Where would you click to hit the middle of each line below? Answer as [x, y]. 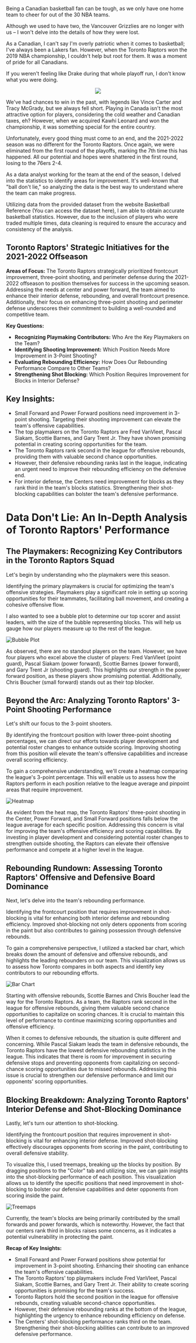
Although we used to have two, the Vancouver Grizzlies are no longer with [95, 26]
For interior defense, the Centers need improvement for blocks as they [99, 481]
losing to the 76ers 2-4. [34, 163]
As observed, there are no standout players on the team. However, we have [97, 651]
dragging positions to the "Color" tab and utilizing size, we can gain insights [97, 1171]
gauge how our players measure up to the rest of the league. [79, 628]
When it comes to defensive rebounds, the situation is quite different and [94, 1038]
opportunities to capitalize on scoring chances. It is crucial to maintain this [95, 1014]
